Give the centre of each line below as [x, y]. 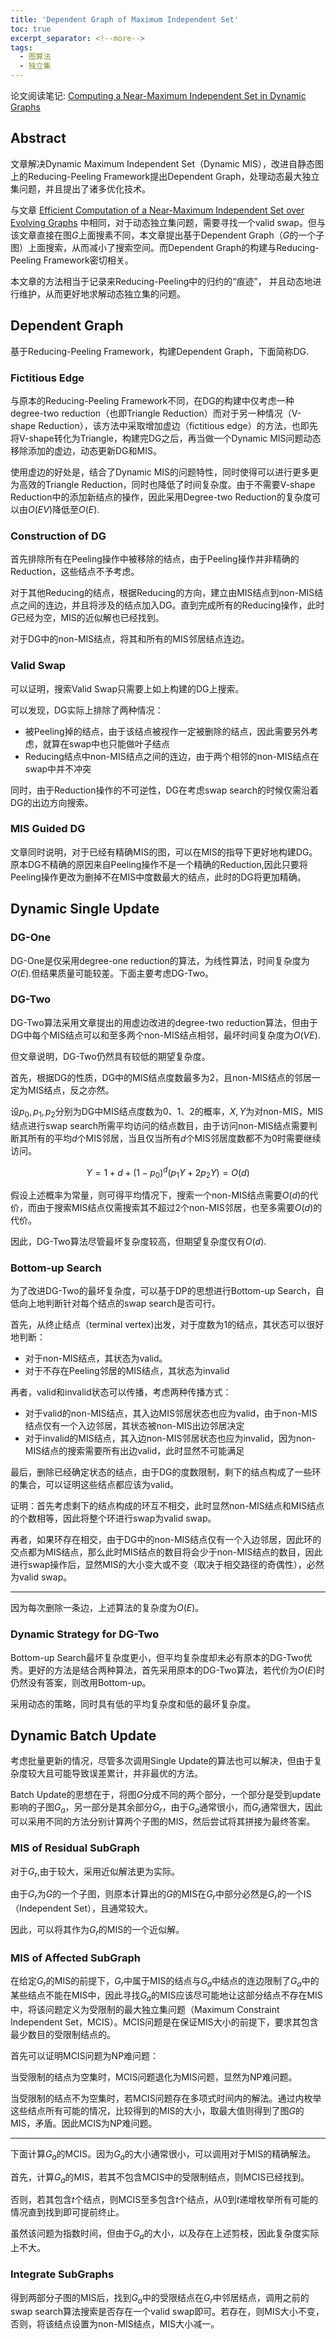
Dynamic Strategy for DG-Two [85, 1634]
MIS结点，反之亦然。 [71, 1090]
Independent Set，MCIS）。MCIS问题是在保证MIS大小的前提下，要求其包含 [164, 2022]
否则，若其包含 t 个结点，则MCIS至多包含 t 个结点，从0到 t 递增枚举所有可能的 [164, 2200]
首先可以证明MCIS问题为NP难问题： [85, 2055]
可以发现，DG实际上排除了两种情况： [87, 710]
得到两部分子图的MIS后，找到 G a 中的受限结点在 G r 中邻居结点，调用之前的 [160, 2298]
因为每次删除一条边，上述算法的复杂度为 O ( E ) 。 [107, 1608]
